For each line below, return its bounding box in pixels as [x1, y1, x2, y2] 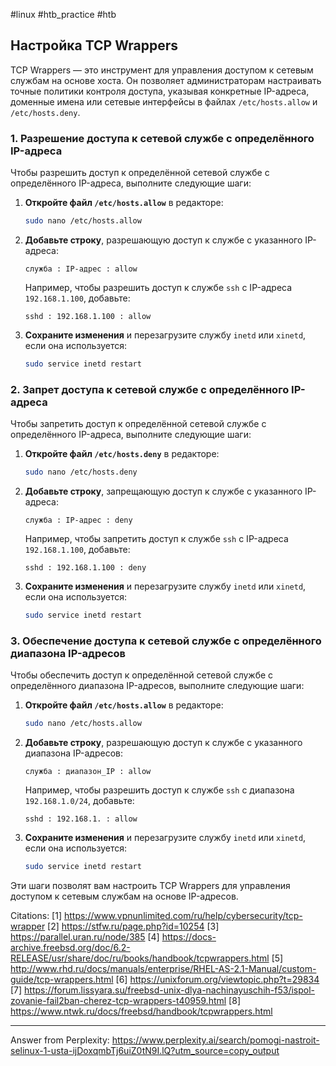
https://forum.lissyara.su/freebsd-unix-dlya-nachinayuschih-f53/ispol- [24, 984, 316, 996]
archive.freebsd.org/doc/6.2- [10, 941, 131, 953]
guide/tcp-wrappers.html [10, 973, 114, 985]
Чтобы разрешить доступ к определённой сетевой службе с [10, 167, 270, 179]
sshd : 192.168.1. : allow [24, 814, 138, 824]
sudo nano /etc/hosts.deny [24, 467, 138, 478]
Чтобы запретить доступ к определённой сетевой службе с [10, 418, 267, 430]
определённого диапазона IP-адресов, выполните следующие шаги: [10, 680, 305, 692]
